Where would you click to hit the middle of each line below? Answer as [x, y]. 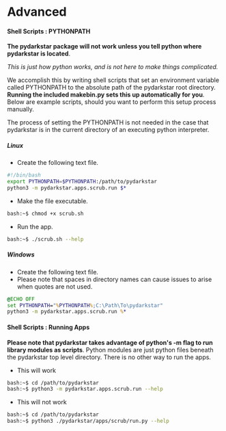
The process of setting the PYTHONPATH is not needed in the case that [108, 122]
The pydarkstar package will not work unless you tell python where [104, 47]
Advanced [37, 12]
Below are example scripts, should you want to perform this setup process [112, 102]
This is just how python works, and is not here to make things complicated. [113, 67]
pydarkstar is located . [39, 54]
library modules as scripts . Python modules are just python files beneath [110, 350]
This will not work [42, 402]
